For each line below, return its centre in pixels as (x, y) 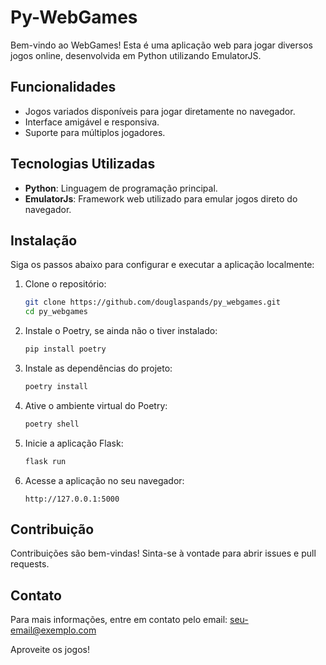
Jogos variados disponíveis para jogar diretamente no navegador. (160, 111)
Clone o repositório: (65, 284)
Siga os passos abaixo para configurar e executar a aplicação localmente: (162, 265)
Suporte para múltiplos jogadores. (95, 132)
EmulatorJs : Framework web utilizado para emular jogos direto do (161, 198)
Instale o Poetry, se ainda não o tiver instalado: (121, 331)
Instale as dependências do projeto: (98, 368)
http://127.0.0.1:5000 (72, 499)
